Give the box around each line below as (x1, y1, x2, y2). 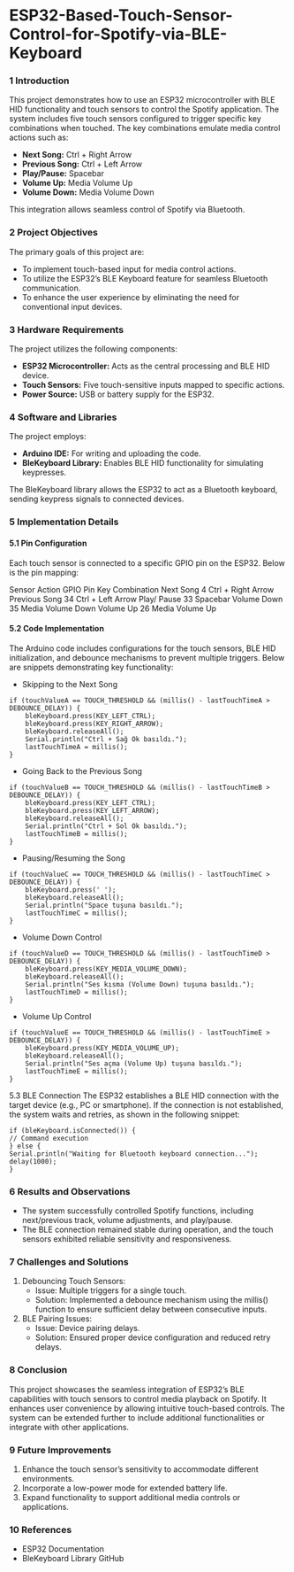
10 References (9, 1523, 72, 1536)
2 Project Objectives (9, 227, 99, 239)
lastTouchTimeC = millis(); (25, 909, 128, 918)
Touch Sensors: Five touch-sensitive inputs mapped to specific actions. (21, 380, 285, 391)
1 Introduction (9, 74, 70, 87)
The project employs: (9, 431, 87, 442)
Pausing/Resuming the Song (21, 852, 125, 863)
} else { (9, 1142, 41, 1150)
